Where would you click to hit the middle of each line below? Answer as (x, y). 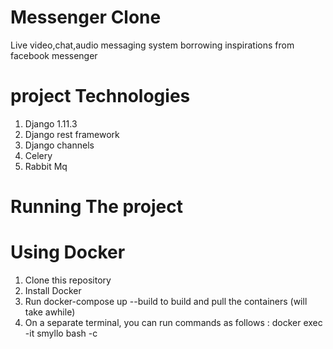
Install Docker (53, 290)
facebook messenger (54, 55)
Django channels (59, 145)
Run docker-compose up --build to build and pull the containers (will (166, 301)
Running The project (96, 207)
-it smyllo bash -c (61, 333)
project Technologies (100, 96)
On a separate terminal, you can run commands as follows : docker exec (173, 322)
